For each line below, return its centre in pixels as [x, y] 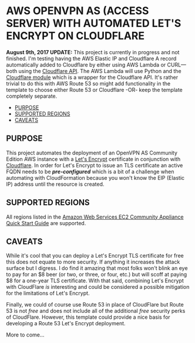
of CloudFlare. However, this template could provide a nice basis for [88, 317]
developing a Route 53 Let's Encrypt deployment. [66, 324]
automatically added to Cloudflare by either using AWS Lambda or [86, 65]
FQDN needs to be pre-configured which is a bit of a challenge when [90, 171]
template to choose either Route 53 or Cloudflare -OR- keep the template [95, 90]
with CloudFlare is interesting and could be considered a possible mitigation [98, 287]
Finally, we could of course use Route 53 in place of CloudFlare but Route [95, 305]
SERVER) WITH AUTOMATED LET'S [94, 23]
